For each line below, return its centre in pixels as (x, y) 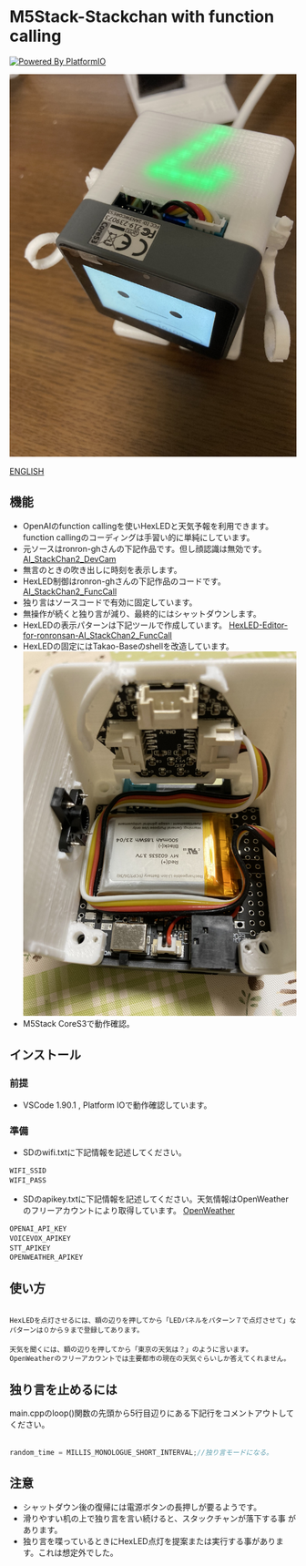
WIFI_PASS (28, 1180)
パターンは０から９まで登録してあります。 (76, 1330)
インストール (46, 1055)
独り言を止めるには (63, 1390)
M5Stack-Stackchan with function (142, 17)
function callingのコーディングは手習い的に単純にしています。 (138, 537)
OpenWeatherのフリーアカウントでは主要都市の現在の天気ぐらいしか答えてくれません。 (150, 1359)
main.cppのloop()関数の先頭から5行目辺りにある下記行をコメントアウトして (152, 1413)
